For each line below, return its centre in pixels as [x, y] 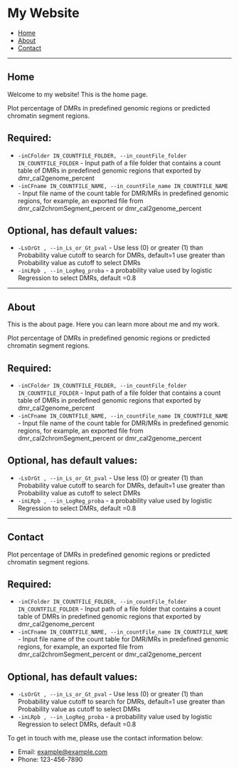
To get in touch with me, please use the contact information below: [105, 738]
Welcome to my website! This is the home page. [78, 94]
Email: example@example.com [63, 752]
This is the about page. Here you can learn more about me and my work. [114, 324]
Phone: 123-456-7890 [50, 760]
